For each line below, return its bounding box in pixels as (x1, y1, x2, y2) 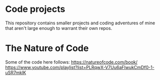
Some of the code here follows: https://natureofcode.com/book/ (5, 59, 138, 65)
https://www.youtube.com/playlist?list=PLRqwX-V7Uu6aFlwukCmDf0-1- (5, 64, 154, 70)
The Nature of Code (5, 43, 89, 54)
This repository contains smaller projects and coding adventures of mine (5, 20, 155, 26)
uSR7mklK (5, 70, 27, 76)
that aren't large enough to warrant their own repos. (5, 25, 112, 31)
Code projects (5, 3, 65, 15)
